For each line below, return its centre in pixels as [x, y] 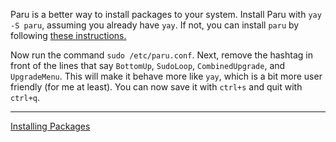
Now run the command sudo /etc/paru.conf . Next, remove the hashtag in [161, 55]
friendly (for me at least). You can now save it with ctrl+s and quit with [156, 87]
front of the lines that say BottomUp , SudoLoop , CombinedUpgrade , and [148, 65]
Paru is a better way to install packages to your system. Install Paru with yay [166, 14]
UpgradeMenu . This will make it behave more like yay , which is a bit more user [166, 76]
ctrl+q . [25, 97]
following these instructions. [68, 35]
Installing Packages [50, 126]
